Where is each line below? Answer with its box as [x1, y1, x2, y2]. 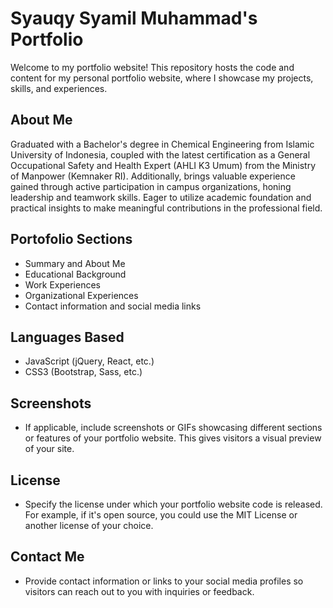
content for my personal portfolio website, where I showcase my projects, [10, 72, 314, 84]
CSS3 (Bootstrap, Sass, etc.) [24, 366, 143, 378]
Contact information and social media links [24, 300, 202, 312]
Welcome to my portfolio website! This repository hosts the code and [10, 61, 295, 73]
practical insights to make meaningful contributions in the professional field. [10, 202, 323, 214]
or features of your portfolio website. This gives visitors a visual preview [24, 432, 322, 444]
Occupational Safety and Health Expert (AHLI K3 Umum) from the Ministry [10, 159, 317, 171]
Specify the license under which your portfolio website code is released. [24, 498, 323, 510]
